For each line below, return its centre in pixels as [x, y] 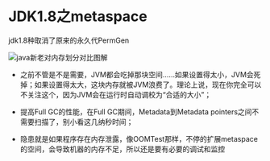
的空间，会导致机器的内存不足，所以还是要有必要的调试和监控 [123, 149]
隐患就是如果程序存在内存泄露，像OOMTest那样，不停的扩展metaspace [139, 138]
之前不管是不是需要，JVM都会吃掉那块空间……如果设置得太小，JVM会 [137, 74]
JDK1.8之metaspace [78, 17]
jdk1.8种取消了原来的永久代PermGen [69, 40]
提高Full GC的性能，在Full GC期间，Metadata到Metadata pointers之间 [136, 111]
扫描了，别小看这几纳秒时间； [84, 122]
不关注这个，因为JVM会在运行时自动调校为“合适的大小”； [116, 94]
